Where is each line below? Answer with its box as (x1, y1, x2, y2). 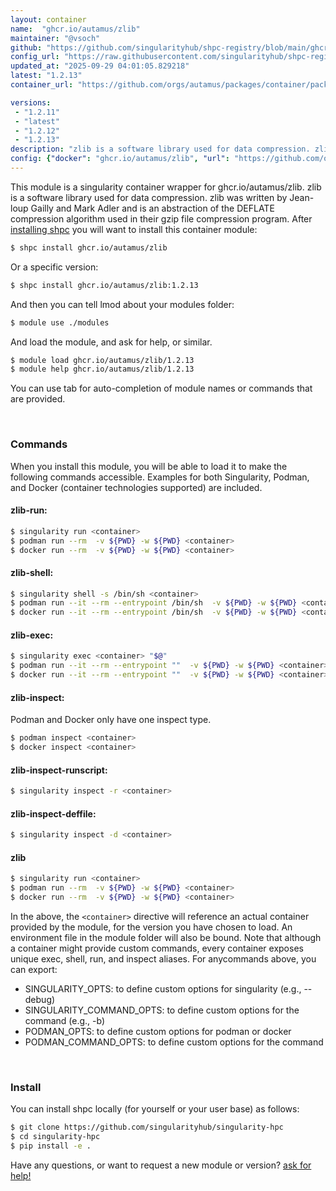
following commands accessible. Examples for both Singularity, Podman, (10, 471, 310, 483)
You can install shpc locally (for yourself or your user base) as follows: (10, 1103, 300, 1115)
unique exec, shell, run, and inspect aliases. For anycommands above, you (10, 952, 317, 965)
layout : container (10, 14, 87, 25)
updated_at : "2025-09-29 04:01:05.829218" (10, 61, 190, 71)
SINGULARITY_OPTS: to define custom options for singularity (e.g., (24, 982, 302, 995)
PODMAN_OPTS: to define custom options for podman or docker (24, 1025, 292, 1037)
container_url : (10, 80, 74, 90)
